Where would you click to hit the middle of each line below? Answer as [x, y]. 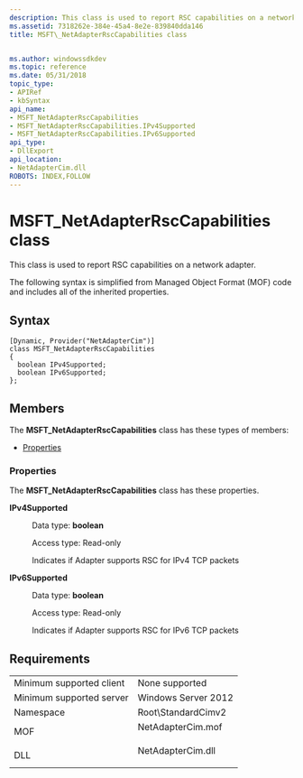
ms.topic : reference [48, 67]
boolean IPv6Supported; [62, 373]
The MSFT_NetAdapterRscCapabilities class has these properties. [134, 491]
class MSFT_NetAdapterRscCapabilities [82, 349]
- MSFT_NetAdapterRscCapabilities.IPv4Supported [102, 126]
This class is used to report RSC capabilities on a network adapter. [133, 265]
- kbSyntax [30, 100]
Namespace [40, 712]
